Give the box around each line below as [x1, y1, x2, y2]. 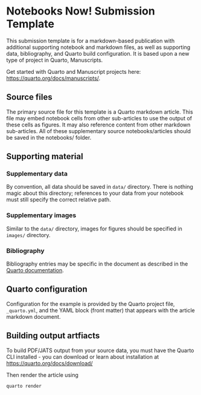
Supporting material [6, 151, 83, 162]
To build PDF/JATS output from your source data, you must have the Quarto [6, 347, 194, 354]
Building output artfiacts [6, 331, 100, 341]
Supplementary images [6, 211, 77, 220]
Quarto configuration [6, 284, 88, 295]
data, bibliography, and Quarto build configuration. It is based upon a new [6, 50, 190, 57]
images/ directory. [6, 231, 51, 238]
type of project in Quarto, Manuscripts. [6, 56, 103, 64]
